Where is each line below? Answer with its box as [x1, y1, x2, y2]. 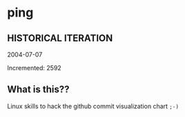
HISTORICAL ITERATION [7, 32, 113, 44]
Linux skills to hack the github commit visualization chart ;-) [7, 102, 179, 110]
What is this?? [7, 84, 70, 96]
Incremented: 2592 [7, 64, 62, 72]
